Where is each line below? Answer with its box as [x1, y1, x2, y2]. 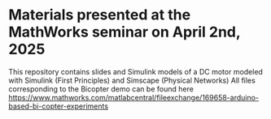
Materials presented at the [8, 6, 191, 24]
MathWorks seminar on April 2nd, [8, 23, 241, 41]
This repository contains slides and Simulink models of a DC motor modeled [8, 66, 263, 76]
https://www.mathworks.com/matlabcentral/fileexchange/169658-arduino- [8, 92, 259, 102]
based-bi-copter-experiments [8, 101, 108, 111]
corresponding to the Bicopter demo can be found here [8, 83, 194, 94]
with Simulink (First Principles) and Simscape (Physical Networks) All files [8, 75, 256, 85]
